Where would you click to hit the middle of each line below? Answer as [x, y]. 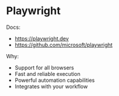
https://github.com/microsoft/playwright [64, 45]
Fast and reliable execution [48, 74]
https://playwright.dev [42, 38]
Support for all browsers [44, 67]
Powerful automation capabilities [54, 80]
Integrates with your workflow [51, 86]
